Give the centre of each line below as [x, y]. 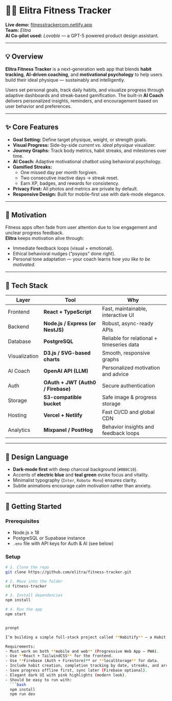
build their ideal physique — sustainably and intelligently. [65, 80]
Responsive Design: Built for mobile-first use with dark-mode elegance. [89, 194]
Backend [18, 327]
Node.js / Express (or [70, 324]
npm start [16, 614]
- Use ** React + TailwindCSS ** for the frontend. [59, 656]
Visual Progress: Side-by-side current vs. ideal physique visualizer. [84, 145]
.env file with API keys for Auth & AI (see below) [63, 543]
